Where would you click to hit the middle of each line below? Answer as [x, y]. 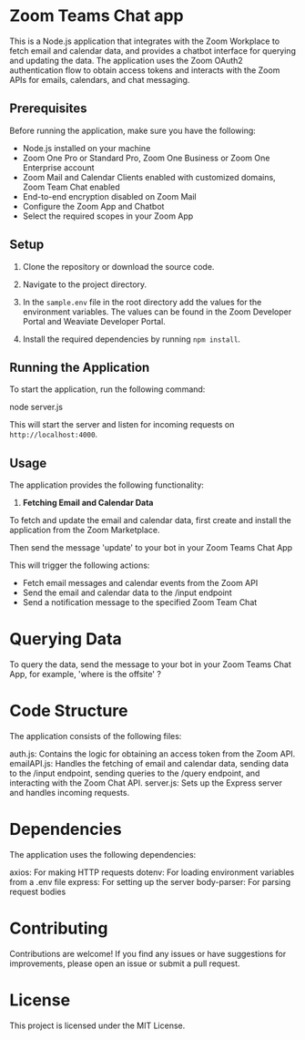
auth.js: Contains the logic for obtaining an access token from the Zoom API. [152, 754]
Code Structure [69, 711]
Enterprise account [58, 167]
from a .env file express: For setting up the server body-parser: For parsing [150, 882]
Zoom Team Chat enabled [71, 187]
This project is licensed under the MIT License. [97, 1025]
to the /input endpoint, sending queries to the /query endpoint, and [135, 773]
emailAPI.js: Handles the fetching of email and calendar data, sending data [149, 764]
